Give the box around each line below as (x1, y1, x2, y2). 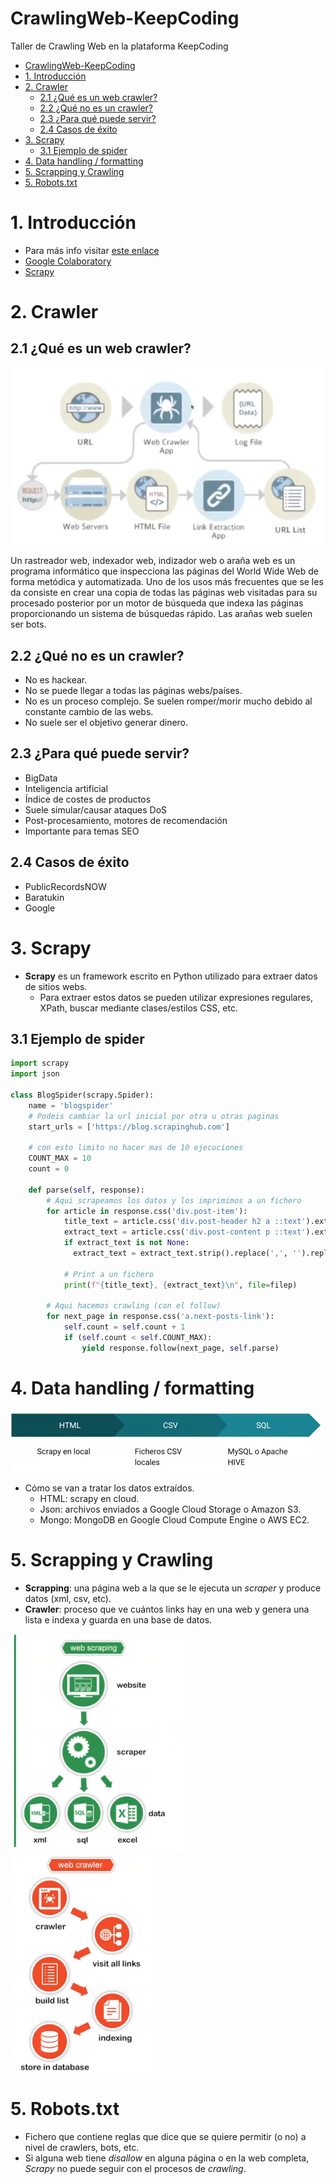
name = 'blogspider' (28, 1100, 114, 1111)
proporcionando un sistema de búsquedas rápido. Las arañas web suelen (10, 608, 313, 620)
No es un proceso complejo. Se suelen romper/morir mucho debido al (24, 695, 313, 707)
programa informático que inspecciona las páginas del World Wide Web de (10, 565, 319, 577)
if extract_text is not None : (63, 1238, 190, 1248)
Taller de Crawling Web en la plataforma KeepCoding (10, 40, 229, 52)
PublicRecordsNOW (24, 880, 107, 892)
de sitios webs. (24, 980, 88, 992)
